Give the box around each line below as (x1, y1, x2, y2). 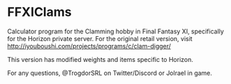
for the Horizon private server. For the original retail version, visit (7, 34, 193, 42)
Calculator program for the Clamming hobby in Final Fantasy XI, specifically (7, 27, 225, 35)
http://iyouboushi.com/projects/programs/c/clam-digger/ (7, 42, 171, 50)
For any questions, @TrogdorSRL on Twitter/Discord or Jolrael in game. (7, 69, 213, 77)
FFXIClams (7, 4, 72, 20)
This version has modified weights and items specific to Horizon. (7, 55, 194, 63)
